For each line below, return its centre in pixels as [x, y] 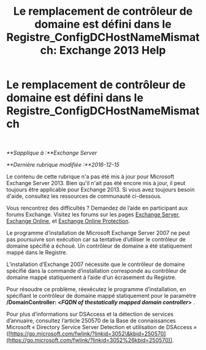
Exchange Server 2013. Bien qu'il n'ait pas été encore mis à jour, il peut [96, 183]
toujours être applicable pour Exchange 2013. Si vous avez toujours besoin [101, 189]
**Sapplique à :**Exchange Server [52, 153]
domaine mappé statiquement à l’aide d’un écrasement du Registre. [91, 277]
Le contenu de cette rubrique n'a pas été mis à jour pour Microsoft [90, 177]
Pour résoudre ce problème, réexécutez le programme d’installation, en [96, 289]
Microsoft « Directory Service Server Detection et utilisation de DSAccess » [102, 327]
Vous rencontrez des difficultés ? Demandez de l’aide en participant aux [97, 208]
